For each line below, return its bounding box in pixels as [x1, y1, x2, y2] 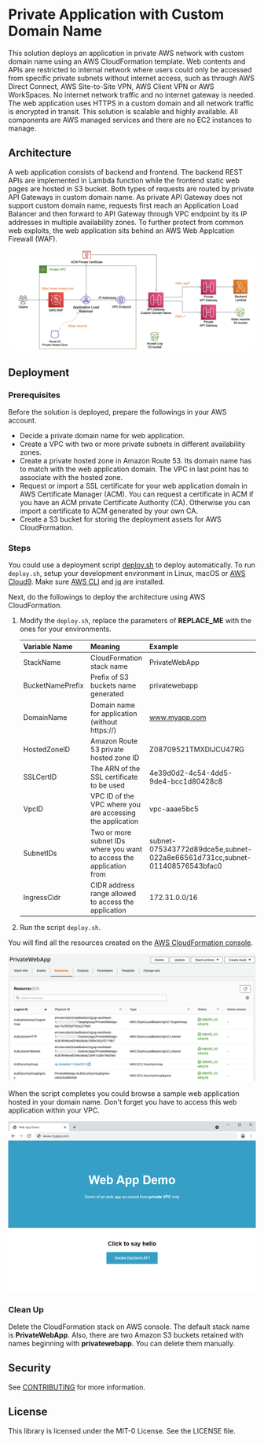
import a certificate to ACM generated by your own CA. [19, 506, 199, 516]
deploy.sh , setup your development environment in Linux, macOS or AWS [8, 569, 246, 578]
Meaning [90, 641, 120, 651]
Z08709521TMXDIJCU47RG [148, 744, 245, 754]
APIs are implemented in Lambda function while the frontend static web [8, 175, 240, 185]
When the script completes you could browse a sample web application [8, 1089, 240, 1098]
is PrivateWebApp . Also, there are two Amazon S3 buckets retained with [8, 1330, 244, 1340]
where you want [90, 844, 143, 854]
